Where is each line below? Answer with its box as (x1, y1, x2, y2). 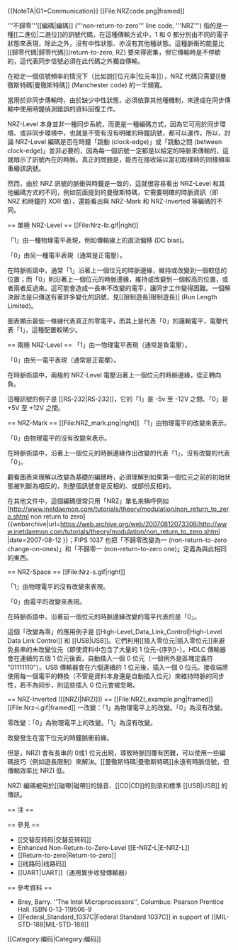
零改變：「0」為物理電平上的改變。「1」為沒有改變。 (7, 719, 157, 727)
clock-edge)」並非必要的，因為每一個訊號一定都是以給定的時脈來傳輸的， (7, 146, 223, 155)
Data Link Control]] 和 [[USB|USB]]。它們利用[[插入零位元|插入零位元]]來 (7, 636, 220, 645)
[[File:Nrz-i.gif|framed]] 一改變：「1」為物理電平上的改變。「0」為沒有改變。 (7, 703, 227, 712)
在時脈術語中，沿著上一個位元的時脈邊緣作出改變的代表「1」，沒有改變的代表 (7, 449, 230, 457)
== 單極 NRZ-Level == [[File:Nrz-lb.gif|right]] (7, 221, 139, 229)
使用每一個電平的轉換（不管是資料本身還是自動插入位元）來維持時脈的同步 (7, 672, 225, 680)
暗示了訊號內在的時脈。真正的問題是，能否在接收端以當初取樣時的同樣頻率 (13, 155, 231, 163)
